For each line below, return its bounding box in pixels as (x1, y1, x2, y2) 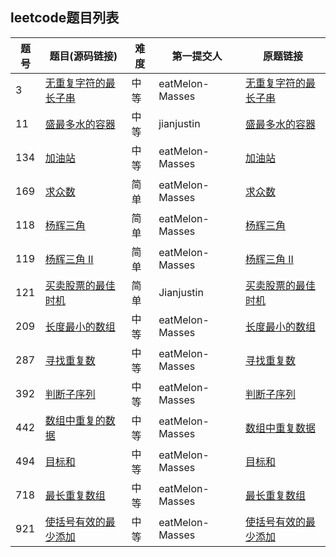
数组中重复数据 (244, 421, 316, 435)
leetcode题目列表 (10, 9, 120, 27)
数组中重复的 (44, 413, 106, 427)
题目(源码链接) (49, 49, 118, 63)
